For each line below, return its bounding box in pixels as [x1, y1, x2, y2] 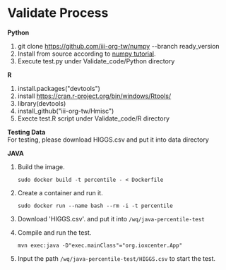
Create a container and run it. [17, 188, 104, 197]
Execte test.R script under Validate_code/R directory [17, 114, 170, 123]
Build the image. [17, 162, 65, 171]
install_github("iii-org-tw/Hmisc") [17, 106, 114, 115]
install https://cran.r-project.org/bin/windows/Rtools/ [17, 92, 172, 100]
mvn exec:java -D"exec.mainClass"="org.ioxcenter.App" [17, 242, 183, 249]
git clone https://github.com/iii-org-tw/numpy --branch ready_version [17, 42, 220, 50]
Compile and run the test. [17, 228, 92, 237]
